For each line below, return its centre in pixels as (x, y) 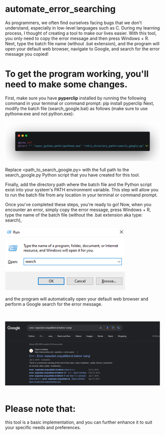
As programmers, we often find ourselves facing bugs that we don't (73, 23)
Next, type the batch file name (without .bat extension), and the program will (82, 43)
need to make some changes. (66, 84)
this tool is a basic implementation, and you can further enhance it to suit (79, 422)
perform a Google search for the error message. (54, 304)
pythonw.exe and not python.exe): (40, 114)
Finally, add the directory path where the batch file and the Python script (79, 184)
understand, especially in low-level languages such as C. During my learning (82, 28)
